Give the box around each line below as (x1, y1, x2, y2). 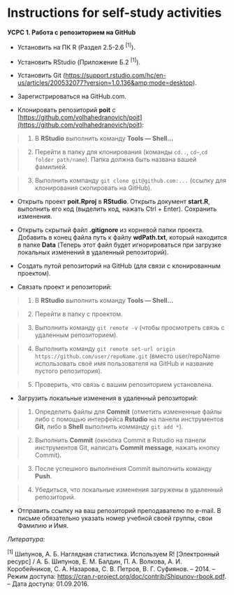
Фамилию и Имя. (17, 521, 68, 530)
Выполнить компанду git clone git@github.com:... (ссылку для (34, 177, 227, 185)
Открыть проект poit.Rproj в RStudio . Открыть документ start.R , (17, 198, 211, 206)
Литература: (7, 535, 45, 544)
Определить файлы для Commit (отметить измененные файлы (34, 408, 222, 416)
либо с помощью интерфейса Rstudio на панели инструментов (34, 415, 224, 423)
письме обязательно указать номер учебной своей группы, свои (17, 514, 213, 523)
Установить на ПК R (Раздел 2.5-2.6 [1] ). (17, 41, 136, 51)
